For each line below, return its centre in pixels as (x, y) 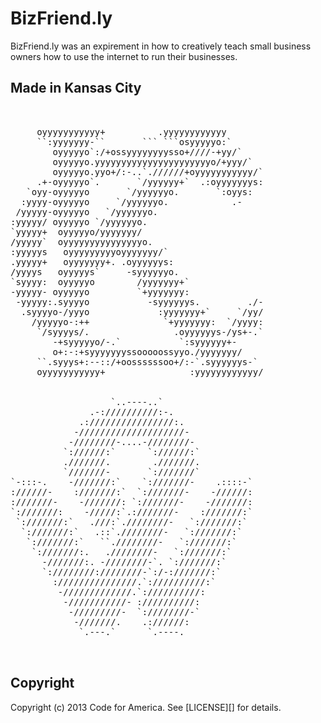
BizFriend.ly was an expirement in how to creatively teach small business (161, 46)
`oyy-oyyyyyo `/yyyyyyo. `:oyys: (139, 191)
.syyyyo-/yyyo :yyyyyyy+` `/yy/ (142, 311)
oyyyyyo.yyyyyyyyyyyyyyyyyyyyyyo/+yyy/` (152, 161)
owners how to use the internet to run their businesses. (124, 56)
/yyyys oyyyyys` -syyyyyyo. (95, 271)
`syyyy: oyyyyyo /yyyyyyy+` (100, 281)
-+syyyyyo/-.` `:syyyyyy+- (145, 341)
